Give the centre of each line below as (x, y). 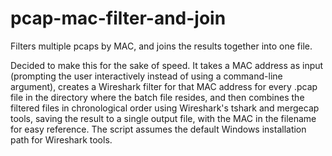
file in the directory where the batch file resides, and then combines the (157, 97)
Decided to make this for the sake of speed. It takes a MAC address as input (167, 65)
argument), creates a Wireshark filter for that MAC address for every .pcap (164, 86)
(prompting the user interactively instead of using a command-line (146, 76)
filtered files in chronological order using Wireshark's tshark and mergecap (165, 108)
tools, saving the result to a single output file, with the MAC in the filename (163, 118)
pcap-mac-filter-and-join (118, 18)
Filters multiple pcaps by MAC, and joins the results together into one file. (161, 46)
